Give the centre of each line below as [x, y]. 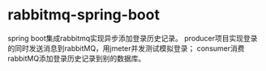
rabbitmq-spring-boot [84, 15]
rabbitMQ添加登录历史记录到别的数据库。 [77, 58]
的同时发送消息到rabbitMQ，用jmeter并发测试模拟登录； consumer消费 [126, 48]
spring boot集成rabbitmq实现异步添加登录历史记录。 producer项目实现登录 [133, 38]
